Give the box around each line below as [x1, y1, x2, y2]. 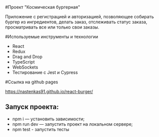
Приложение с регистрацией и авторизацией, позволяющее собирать [5, 14, 154, 19]
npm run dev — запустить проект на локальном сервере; [12, 121, 133, 127]
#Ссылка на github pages [5, 79, 58, 85]
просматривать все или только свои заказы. [5, 24, 100, 30]
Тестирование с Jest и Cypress [12, 69, 78, 75]
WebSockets [12, 64, 39, 70]
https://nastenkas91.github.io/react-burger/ [5, 89, 93, 94]
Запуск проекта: [5, 103, 59, 111]
